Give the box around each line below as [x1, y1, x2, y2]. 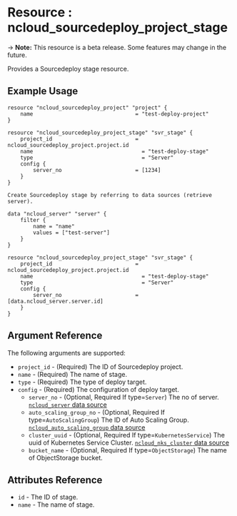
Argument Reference [7, 330, 103, 342]
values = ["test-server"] [33, 229, 111, 236]
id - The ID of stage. [17, 493, 79, 502]
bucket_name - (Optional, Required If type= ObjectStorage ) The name [28, 445, 227, 454]
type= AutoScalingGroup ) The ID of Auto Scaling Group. [28, 415, 189, 424]
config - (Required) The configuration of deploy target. [17, 385, 180, 393]
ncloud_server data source [28, 400, 107, 409]
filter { [20, 216, 46, 223]
